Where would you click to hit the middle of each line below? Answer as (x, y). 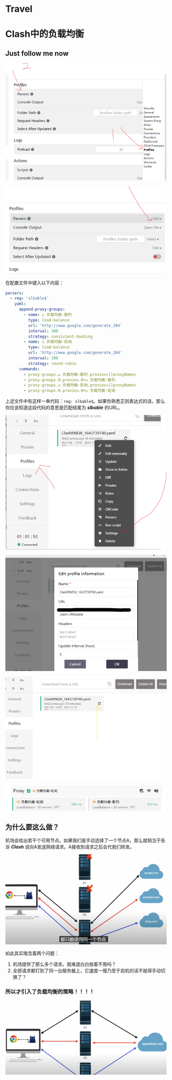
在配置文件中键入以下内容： (35, 282)
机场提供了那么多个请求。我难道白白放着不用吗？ (64, 964)
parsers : (15, 293)
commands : (29, 369)
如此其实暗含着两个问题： (32, 953)
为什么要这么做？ (32, 827)
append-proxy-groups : (42, 309)
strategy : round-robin (52, 363)
